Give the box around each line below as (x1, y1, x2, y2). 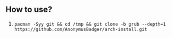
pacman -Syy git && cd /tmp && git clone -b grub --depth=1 (14, 21, 166, 27)
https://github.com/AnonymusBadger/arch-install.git (14, 26, 148, 32)
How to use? (5, 5, 53, 15)
